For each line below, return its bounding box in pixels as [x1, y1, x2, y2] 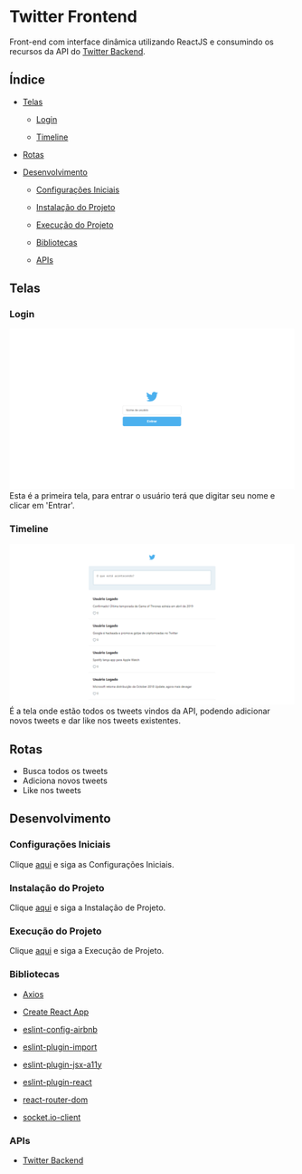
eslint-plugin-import [22, 1041, 98, 1053]
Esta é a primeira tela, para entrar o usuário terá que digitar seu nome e [9, 490, 276, 501]
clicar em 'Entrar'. [9, 500, 75, 511]
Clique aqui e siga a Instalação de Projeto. [9, 902, 166, 913]
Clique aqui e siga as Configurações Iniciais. [9, 859, 175, 869]
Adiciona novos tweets [22, 775, 109, 786]
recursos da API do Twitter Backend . [9, 45, 146, 56]
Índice [9, 73, 45, 88]
